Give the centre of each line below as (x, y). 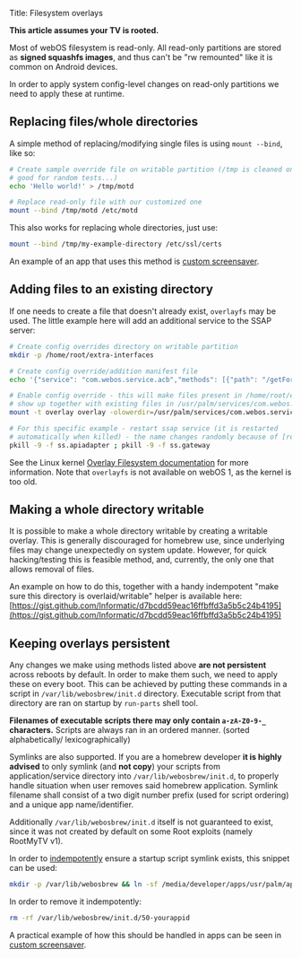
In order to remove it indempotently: (75, 901)
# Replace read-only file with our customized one (106, 202)
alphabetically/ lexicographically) (70, 740)
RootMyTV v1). (36, 841)
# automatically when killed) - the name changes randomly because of (144, 437)
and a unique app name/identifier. (72, 805)
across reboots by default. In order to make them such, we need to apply (143, 675)
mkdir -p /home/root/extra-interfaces (82, 355)
